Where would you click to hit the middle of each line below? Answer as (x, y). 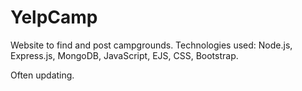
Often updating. (42, 75)
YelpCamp (54, 17)
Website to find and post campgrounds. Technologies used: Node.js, (151, 45)
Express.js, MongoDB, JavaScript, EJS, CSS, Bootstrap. (124, 55)
